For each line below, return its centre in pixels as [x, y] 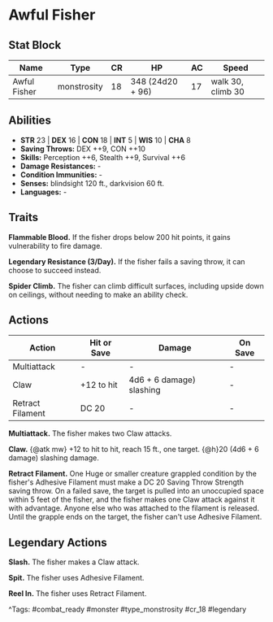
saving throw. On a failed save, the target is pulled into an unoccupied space [136, 491]
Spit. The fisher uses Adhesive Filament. [76, 578]
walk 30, [227, 81]
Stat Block [35, 45]
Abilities [30, 121]
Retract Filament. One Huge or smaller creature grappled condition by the [133, 474]
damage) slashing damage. [54, 458]
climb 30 [228, 91]
